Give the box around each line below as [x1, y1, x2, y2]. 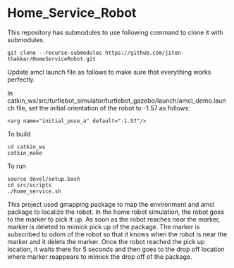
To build [7, 129, 31, 138]
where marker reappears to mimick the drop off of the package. [7, 252, 192, 261]
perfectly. [7, 75, 35, 84]
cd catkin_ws [7, 143, 46, 151]
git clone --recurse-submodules [7, 49, 102, 56]
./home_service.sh [7, 188, 61, 195]
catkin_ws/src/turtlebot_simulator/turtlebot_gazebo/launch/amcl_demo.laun [7, 96, 227, 105]
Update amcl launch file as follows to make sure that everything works [7, 68, 211, 76]
